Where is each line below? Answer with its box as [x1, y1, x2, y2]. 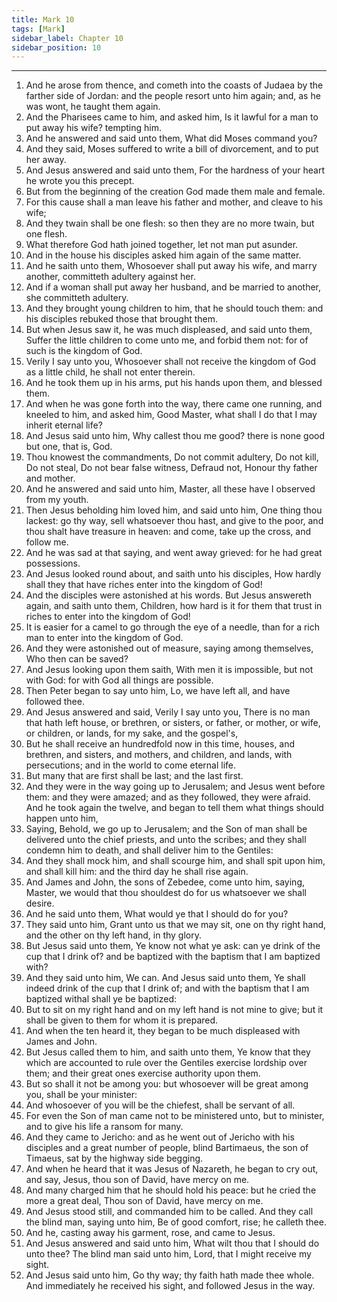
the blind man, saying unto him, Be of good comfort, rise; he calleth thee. [25, 1216, 327, 1228]
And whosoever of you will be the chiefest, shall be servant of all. [25, 1099, 296, 1111]
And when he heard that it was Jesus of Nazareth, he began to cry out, [25, 1163, 319, 1175]
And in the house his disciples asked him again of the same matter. [25, 249, 302, 261]
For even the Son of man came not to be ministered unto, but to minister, [25, 1110, 325, 1122]
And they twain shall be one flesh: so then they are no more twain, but [25, 217, 315, 230]
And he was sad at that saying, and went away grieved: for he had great [25, 547, 323, 559]
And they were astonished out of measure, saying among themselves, [25, 642, 314, 655]
